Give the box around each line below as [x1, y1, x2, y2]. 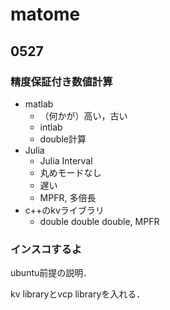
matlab [24, 98, 54, 110]
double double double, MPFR [39, 215, 160, 227]
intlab [39, 121, 63, 133]
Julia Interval [39, 154, 93, 167]
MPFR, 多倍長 [39, 191, 97, 203]
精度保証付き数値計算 [10, 74, 113, 88]
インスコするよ [10, 242, 83, 256]
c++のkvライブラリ [24, 204, 105, 216]
